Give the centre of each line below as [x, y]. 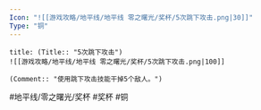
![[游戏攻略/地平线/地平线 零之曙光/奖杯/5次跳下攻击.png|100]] [117, 62]
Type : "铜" [29, 26]
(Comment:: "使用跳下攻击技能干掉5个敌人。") [86, 79]
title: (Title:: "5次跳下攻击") [66, 52]
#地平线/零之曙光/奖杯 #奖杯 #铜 [69, 97]
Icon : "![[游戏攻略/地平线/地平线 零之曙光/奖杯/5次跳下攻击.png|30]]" [131, 17]
